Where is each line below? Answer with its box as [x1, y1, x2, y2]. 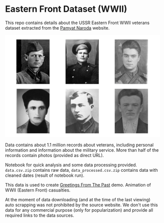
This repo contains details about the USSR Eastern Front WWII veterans [5, 20, 150, 26]
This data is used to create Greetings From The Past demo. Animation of [5, 182, 151, 188]
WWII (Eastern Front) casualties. [5, 187, 71, 193]
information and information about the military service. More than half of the [5, 147, 159, 153]
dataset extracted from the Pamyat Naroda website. [5, 25, 109, 31]
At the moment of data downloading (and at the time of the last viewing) [5, 196, 151, 202]
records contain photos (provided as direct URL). [5, 152, 104, 158]
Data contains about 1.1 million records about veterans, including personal [5, 142, 154, 148]
